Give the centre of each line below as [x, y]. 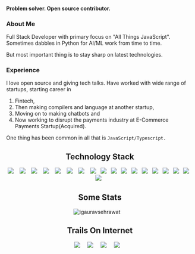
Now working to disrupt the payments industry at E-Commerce [92, 120]
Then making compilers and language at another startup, [84, 107]
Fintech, [25, 101]
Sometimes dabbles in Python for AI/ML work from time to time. [84, 43]
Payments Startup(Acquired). [51, 126]
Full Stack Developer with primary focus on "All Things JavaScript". [88, 36]
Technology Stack [100, 157]
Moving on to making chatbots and [57, 114]
